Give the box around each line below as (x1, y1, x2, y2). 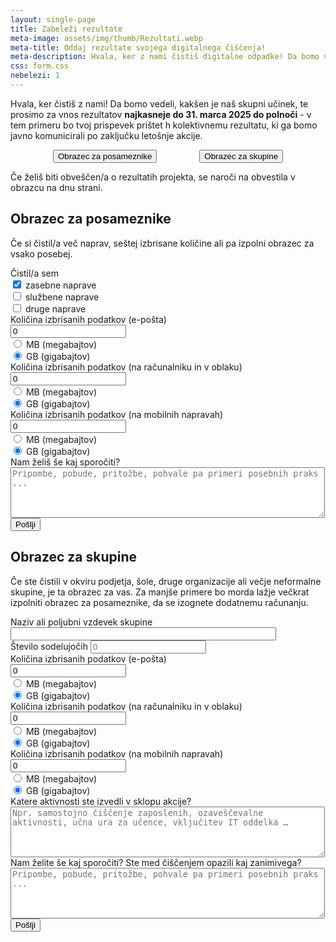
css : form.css (10, 61, 70, 71)
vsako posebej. (10, 247, 73, 260)
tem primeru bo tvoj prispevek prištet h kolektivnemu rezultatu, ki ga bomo (10, 119, 318, 131)
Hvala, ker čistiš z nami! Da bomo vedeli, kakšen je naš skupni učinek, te (10, 97, 309, 110)
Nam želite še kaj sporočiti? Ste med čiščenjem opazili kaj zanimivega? (10, 856, 302, 868)
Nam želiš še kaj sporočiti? (10, 456, 121, 468)
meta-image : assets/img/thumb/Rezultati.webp (10, 33, 203, 43)
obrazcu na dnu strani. (10, 181, 103, 193)
